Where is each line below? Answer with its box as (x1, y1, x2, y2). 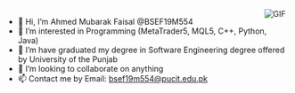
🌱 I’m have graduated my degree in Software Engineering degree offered (17, 44, 285, 55)
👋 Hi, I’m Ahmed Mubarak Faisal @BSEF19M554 (17, 17, 193, 27)
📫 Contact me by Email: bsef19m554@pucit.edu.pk (17, 74, 208, 83)
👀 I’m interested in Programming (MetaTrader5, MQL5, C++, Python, (17, 26, 267, 36)
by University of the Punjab (17, 54, 119, 65)
